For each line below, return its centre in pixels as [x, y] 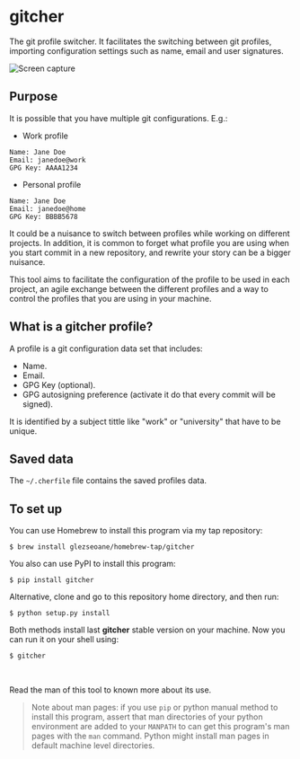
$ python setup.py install [60, 613]
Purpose [34, 97]
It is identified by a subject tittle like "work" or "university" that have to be [145, 421]
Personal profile [52, 184]
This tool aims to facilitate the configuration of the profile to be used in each [150, 279]
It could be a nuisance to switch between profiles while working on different [150, 233]
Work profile [45, 136]
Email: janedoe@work [48, 160]
